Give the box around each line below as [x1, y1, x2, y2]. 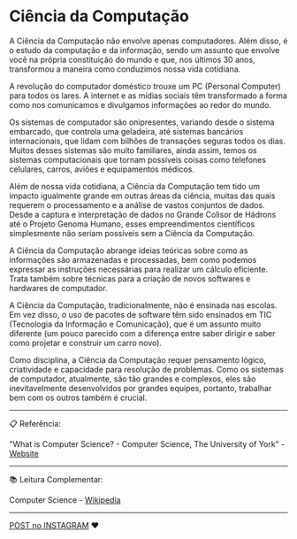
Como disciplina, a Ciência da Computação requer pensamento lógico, [9, 354, 267, 365]
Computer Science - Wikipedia [9, 494, 121, 505]
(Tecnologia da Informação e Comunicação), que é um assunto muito [9, 319, 262, 329]
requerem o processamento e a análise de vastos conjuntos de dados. [9, 199, 265, 210]
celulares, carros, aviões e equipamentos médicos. [9, 164, 194, 174]
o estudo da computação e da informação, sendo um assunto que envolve [9, 44, 280, 55]
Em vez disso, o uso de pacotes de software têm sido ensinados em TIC [9, 309, 272, 320]
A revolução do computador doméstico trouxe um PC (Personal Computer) [9, 81, 281, 91]
